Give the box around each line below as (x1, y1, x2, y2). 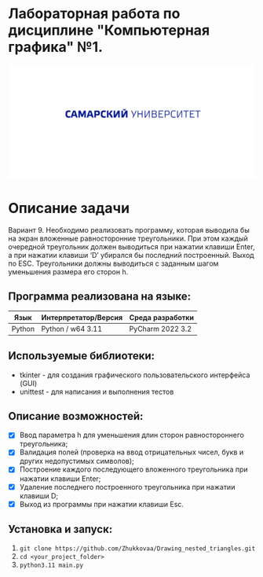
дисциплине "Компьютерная (8, 21, 210, 39)
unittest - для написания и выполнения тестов (19, 387, 174, 396)
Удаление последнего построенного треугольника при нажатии (19, 482, 236, 491)
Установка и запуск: (8, 523, 113, 536)
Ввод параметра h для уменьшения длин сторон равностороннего (19, 430, 245, 440)
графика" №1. (8, 39, 104, 56)
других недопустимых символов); (19, 457, 135, 466)
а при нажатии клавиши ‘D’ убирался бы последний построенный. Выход (8, 250, 254, 259)
